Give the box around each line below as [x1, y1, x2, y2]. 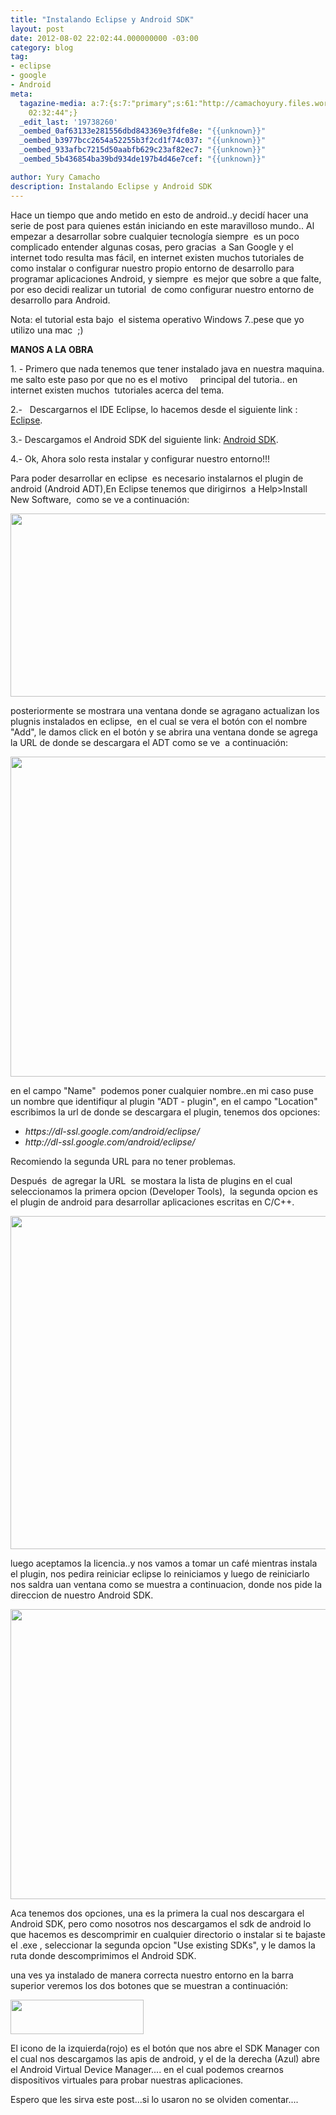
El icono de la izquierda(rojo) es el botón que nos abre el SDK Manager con [10, 2042, 320, 2054]
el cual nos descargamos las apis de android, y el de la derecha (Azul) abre [10, 2052, 321, 2065]
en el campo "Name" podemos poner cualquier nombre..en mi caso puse [10, 1084, 314, 1096]
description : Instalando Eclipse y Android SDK [10, 181, 213, 191]
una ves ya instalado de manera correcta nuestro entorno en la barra [10, 1969, 294, 1981]
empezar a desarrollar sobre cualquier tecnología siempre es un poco [10, 230, 300, 242]
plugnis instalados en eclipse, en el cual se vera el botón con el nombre [10, 715, 308, 727]
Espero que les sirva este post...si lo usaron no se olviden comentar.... [10, 2093, 299, 2105]
